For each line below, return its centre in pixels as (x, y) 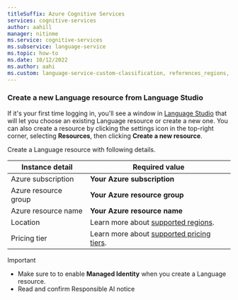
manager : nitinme (33, 34)
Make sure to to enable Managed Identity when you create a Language (122, 274)
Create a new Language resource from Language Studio (106, 98)
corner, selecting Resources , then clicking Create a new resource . (105, 136)
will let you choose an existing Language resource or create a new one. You (118, 120)
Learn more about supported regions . (152, 222)
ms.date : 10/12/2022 (38, 60)
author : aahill (30, 27)
